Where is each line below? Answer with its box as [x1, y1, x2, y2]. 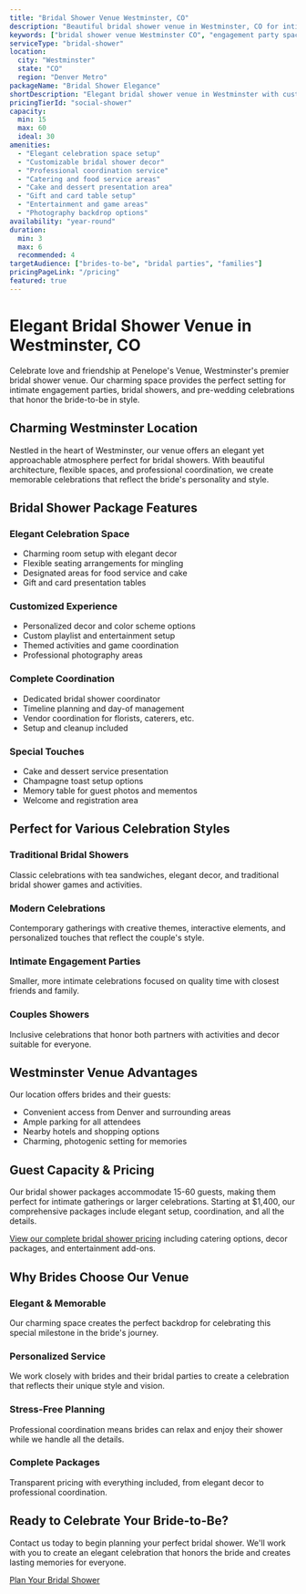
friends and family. [9, 986, 80, 997]
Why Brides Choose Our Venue [9, 1269, 189, 1285]
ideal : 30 [17, 132, 55, 141]
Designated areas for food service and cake [22, 567, 189, 579]
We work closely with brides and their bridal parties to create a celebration [9, 1371, 290, 1382]
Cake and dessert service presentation [22, 766, 168, 777]
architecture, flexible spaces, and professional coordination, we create [9, 464, 274, 475]
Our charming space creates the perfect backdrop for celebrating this [9, 1317, 271, 1328]
